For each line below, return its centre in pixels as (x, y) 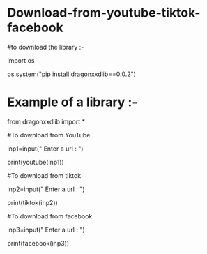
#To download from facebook (50, 216)
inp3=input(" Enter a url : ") (46, 230)
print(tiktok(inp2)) (32, 202)
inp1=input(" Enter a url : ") (45, 149)
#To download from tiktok (44, 175)
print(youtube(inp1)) (36, 162)
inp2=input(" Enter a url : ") (46, 189)
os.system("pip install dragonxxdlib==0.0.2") (71, 74)
